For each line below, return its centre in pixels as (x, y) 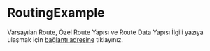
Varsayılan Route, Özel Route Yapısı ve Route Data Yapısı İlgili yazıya (106, 32)
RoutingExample (56, 13)
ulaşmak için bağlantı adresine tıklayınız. (65, 39)
